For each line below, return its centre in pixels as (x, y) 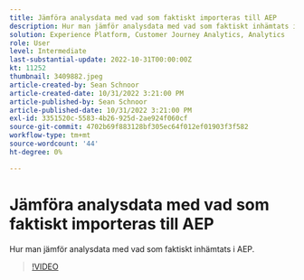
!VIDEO (45, 266)
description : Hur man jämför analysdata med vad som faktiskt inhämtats (149, 26)
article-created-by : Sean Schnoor (75, 85)
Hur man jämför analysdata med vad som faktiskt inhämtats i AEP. (132, 248)
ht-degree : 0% (36, 152)
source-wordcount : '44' (54, 144)
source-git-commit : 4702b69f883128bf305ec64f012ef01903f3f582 (129, 127)
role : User (30, 43)
